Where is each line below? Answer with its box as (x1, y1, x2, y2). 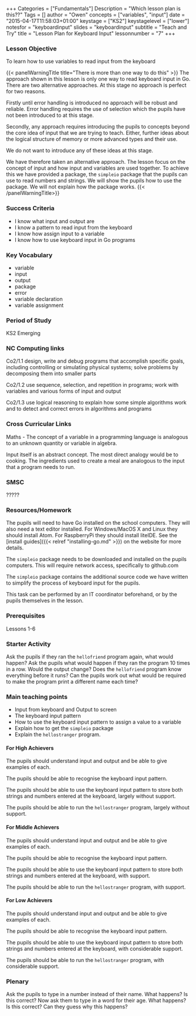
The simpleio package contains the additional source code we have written (6, 573, 188, 580)
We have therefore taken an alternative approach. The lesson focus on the (6, 158, 186, 166)
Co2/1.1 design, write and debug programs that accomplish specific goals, (6, 357, 185, 364)
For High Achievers (6, 744, 54, 751)
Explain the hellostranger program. (14, 731, 101, 738)
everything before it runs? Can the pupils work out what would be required (6, 671, 186, 679)
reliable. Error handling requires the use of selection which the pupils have (6, 106, 186, 113)
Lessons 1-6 (6, 625, 36, 632)
